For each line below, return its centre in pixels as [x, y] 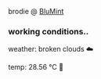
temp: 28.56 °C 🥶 [36, 67]
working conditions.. [49, 31]
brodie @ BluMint [36, 11]
